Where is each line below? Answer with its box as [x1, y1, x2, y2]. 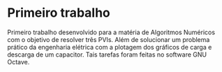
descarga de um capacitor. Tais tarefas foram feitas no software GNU [7, 50, 207, 59]
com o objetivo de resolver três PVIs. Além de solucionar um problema [7, 35, 210, 43]
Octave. [7, 57, 30, 66]
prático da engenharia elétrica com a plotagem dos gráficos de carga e [7, 43, 212, 51]
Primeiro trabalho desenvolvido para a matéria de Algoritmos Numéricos [7, 28, 215, 36]
